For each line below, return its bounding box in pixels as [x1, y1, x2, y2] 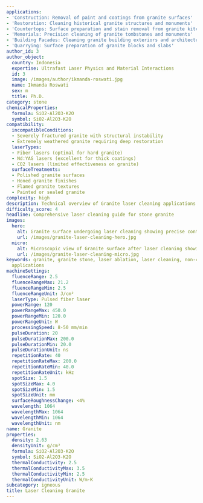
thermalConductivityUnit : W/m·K [11, 476, 94, 482]
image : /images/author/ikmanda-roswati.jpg [11, 76, 123, 82]
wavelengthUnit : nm [11, 420, 61, 426]
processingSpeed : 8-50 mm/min [11, 324, 88, 330]
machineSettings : [6, 268, 50, 275]
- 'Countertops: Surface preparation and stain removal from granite [6, 25, 185, 32]
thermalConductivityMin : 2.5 [11, 471, 85, 477]
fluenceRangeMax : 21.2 [11, 279, 69, 285]
